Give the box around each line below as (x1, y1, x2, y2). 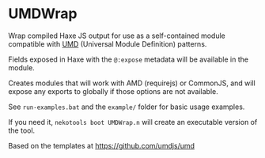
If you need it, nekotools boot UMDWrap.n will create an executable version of (8, 117, 258, 126)
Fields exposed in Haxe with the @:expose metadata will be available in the (8, 55, 249, 64)
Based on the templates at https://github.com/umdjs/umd (8, 141, 195, 150)
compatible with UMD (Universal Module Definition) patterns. (8, 39, 207, 48)
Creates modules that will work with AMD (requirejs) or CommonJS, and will (8, 78, 256, 88)
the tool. (8, 126, 36, 135)
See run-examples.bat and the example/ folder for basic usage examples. (8, 102, 245, 111)
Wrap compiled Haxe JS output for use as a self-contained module (8, 31, 225, 40)
